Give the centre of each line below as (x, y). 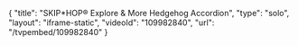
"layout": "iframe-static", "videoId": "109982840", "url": (112, 23)
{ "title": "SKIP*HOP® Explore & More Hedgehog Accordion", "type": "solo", (149, 13)
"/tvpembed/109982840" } (58, 32)
